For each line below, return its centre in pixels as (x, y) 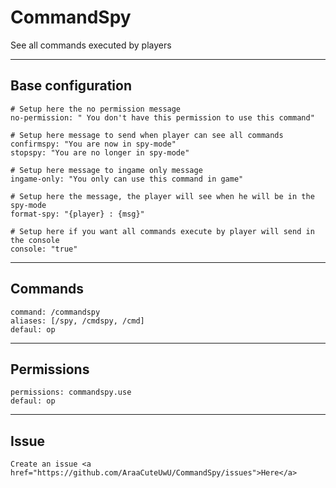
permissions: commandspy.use (71, 392)
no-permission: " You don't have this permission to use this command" (162, 117)
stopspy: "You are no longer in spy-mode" (100, 152)
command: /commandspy (55, 312)
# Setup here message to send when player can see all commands (147, 135)
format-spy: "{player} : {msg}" (77, 214)
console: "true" (44, 249)
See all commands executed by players (91, 45)
